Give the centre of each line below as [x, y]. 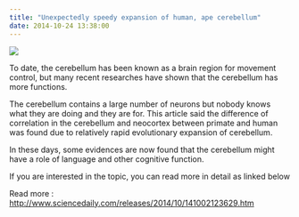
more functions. [38, 86]
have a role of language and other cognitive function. [107, 159]
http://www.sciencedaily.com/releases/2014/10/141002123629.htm [132, 203]
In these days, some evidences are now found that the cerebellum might [142, 149]
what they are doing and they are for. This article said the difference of [139, 113]
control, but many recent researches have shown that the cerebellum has [144, 77]
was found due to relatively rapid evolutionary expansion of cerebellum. [141, 132]
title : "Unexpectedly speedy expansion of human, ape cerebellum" [135, 17]
